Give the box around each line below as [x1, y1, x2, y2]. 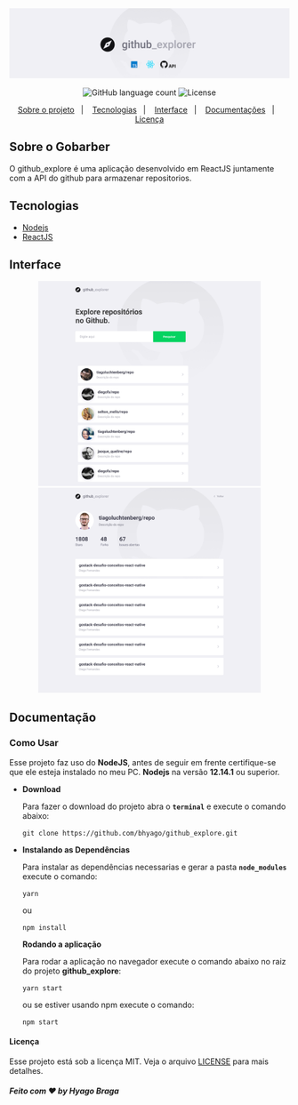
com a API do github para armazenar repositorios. [9, 172, 192, 183]
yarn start [21, 983, 63, 993]
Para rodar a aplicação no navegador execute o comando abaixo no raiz [21, 956, 286, 966]
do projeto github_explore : [21, 965, 122, 976]
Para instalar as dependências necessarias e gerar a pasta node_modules [21, 861, 287, 872]
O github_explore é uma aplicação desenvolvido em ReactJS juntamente [9, 163, 275, 173]
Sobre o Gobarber [9, 140, 110, 155]
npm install [21, 923, 67, 932]
